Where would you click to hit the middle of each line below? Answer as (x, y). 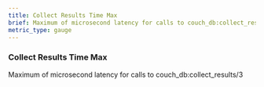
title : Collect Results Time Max (63, 15)
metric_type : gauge (40, 30)
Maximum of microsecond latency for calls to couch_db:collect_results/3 (126, 74)
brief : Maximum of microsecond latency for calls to (96, 23)
